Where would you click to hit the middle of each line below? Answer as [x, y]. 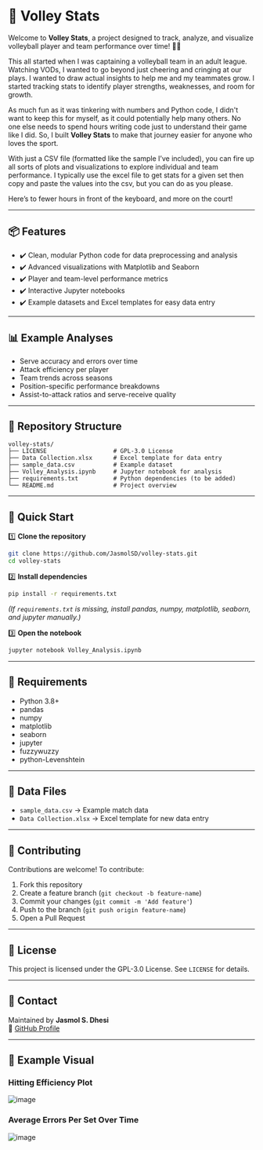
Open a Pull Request [52, 918]
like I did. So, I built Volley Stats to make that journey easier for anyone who [130, 135]
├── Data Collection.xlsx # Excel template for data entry [115, 458]
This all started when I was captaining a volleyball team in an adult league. [128, 61]
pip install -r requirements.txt [63, 593]
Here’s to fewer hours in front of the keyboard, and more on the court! [121, 199]
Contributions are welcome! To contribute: [76, 870]
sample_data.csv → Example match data [84, 810]
